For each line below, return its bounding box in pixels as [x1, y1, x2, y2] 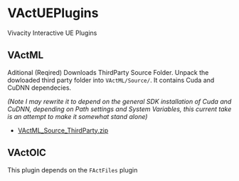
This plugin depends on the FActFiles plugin [7, 165, 138, 174]
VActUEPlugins [7, 5, 99, 21]
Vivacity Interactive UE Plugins [7, 29, 97, 37]
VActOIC [7, 147, 46, 159]
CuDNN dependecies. [7, 83, 72, 92]
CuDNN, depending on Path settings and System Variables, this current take [7, 105, 232, 113]
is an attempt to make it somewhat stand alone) [7, 112, 148, 120]
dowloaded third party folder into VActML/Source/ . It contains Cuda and [7, 76, 215, 84]
